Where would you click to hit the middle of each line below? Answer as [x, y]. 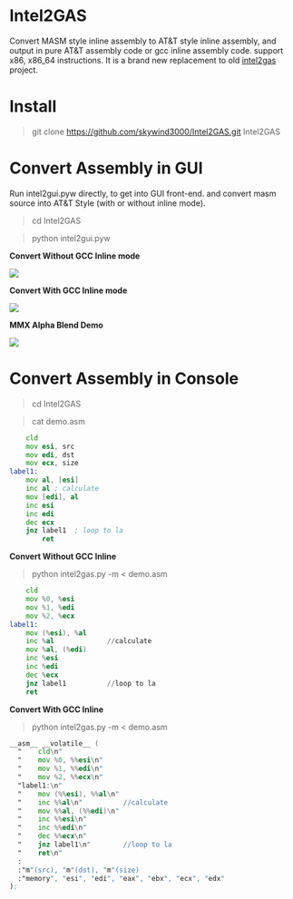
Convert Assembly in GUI [106, 168]
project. [24, 70]
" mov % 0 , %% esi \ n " [60, 760]
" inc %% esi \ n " [53, 819]
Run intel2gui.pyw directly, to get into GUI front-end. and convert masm [143, 193]
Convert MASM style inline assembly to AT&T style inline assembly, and [143, 41]
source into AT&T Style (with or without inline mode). [107, 203]
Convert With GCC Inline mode [68, 290]
